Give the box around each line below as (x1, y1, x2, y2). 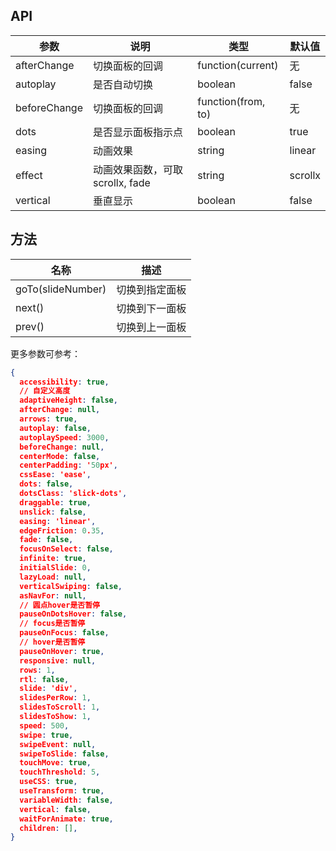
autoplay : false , (19, 423, 92, 433)
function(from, (197, 94, 266, 108)
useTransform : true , (19, 786, 105, 796)
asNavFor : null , (19, 590, 87, 601)
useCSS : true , (19, 777, 78, 787)
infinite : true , (19, 554, 87, 564)
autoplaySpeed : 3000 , (19, 432, 110, 443)
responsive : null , (19, 655, 97, 666)
